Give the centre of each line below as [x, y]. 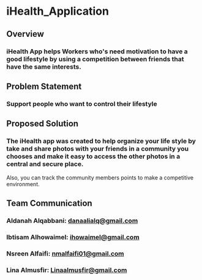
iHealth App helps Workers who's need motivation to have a [97, 51]
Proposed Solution [42, 124]
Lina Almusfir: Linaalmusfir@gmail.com [67, 270]
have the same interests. [44, 67]
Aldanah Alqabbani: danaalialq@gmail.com [72, 221]
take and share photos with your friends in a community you [98, 149]
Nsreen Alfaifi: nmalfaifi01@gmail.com [65, 254]
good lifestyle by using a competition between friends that [95, 59]
